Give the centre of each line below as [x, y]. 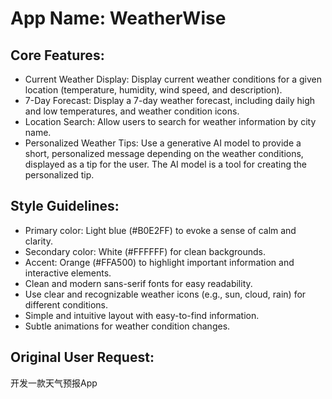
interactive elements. [68, 273]
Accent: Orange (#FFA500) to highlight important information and [159, 262]
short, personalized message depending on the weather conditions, [164, 153]
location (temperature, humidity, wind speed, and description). [153, 90]
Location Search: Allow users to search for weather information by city [170, 121]
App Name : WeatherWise [118, 18]
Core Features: [57, 55]
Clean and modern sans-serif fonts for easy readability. [138, 283]
